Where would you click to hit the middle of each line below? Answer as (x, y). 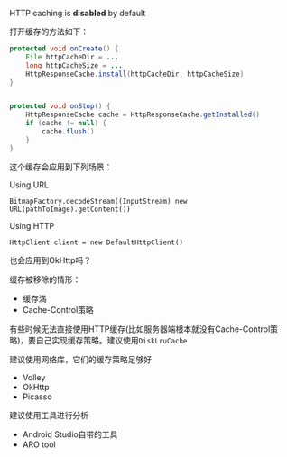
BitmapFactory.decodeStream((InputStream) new (98, 201)
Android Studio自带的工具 (70, 434)
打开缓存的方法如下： (49, 32)
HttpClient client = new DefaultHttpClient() (96, 242)
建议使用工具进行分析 (49, 415)
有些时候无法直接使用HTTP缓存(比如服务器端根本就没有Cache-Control (140, 329)
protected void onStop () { (60, 106)
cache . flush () (68, 132)
